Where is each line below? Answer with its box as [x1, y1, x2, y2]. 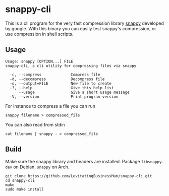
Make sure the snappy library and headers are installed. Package [5, 158, 140, 164]
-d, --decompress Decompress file [10, 77, 105, 82]
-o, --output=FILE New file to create [10, 81, 112, 86]
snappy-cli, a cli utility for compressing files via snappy [5, 63, 137, 69]
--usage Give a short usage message [18, 90, 130, 95]
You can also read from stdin [5, 121, 65, 127]
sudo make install [5, 186, 44, 192]
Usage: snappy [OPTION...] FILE [5, 59, 73, 64]
